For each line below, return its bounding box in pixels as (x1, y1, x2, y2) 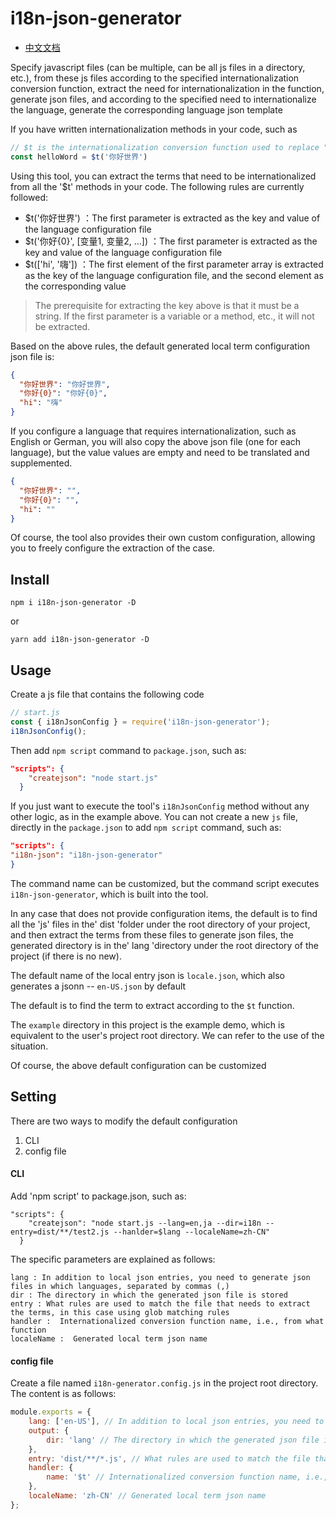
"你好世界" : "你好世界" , (19, 379, 111, 389)
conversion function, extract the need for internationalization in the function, (10, 82, 325, 94)
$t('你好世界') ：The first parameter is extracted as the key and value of (24, 212, 321, 224)
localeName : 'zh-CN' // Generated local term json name (28, 1491, 267, 1501)
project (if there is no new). (10, 950, 122, 962)
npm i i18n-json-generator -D (10, 598, 137, 608)
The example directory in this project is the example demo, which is (10, 1018, 285, 1031)
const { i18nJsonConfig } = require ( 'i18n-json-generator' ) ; (10, 717, 271, 727)
